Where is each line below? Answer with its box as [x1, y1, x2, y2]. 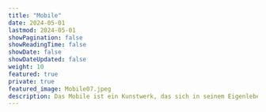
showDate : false [8, 48, 62, 56]
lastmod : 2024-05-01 [8, 26, 77, 34]
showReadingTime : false [8, 41, 87, 49]
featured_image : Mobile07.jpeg [8, 84, 112, 93]
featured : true [8, 70, 59, 78]
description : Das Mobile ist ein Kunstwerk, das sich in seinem [8, 92, 225, 100]
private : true [8, 77, 55, 85]
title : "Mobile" [8, 11, 62, 20]
